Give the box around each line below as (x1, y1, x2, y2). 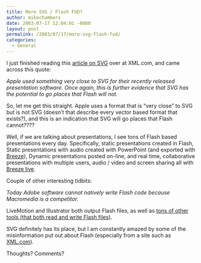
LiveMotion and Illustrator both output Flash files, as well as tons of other (6, 207, 189, 214)
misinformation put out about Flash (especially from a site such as (6, 231, 171, 239)
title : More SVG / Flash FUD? (6, 8, 83, 15)
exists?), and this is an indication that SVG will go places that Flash (6, 115, 173, 122)
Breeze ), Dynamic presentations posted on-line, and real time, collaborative (6, 152, 196, 159)
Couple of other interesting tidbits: (6, 177, 92, 184)
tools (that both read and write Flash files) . (6, 213, 112, 221)
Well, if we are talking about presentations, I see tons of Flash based (6, 133, 177, 140)
